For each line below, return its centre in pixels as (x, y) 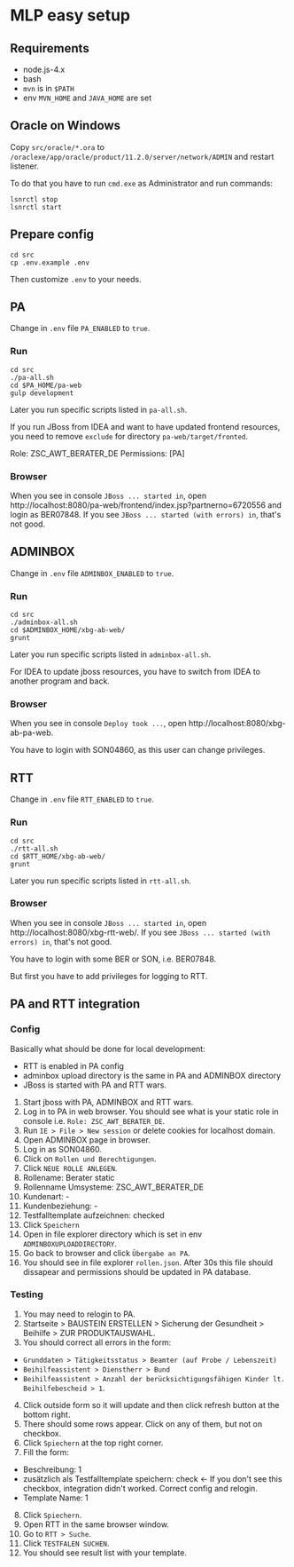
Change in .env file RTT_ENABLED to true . (82, 799)
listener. (24, 166)
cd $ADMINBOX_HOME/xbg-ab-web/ (68, 630)
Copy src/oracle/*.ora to (58, 146)
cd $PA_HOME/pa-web (46, 385)
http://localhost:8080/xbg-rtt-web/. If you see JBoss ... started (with (140, 932)
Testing (27, 1294)
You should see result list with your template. (104, 1552)
